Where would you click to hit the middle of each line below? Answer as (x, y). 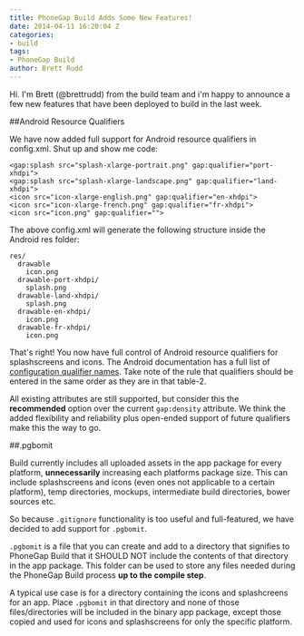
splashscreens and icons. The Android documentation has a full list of (140, 362)
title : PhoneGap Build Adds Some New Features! (101, 18)
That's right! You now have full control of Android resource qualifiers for (144, 352)
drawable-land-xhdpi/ (59, 296)
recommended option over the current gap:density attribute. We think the (147, 408)
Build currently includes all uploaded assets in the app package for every (146, 463)
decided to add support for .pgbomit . (78, 528)
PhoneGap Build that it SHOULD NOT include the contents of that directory (149, 555)
